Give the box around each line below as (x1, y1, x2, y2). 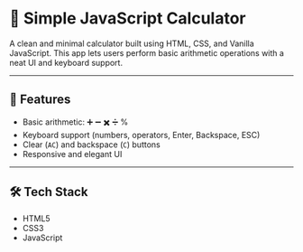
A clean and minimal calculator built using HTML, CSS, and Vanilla (9, 38, 254, 49)
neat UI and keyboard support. (9, 57, 124, 68)
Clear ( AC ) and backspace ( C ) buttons (22, 139, 161, 150)
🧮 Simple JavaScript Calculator (9, 8, 246, 29)
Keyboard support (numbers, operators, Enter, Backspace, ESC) (22, 129, 261, 140)
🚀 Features (9, 92, 71, 107)
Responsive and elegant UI (22, 148, 123, 159)
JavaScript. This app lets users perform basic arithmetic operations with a (9, 47, 284, 58)
